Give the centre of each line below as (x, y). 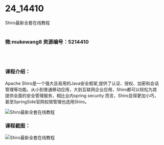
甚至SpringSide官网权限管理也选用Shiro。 (47, 101)
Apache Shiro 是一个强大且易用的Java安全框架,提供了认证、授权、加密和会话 (82, 83)
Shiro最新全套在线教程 (28, 23)
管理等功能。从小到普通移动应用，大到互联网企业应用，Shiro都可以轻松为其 (81, 89)
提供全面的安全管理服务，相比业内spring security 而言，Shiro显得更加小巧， (82, 96)
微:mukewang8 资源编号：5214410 (47, 42)
